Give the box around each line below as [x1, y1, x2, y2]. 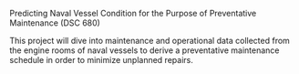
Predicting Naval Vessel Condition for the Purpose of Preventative [9, 8, 257, 18]
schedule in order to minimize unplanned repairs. [9, 55, 193, 65]
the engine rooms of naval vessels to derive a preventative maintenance [9, 45, 280, 56]
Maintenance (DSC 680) [9, 17, 100, 28]
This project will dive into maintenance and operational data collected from [9, 36, 290, 46]
